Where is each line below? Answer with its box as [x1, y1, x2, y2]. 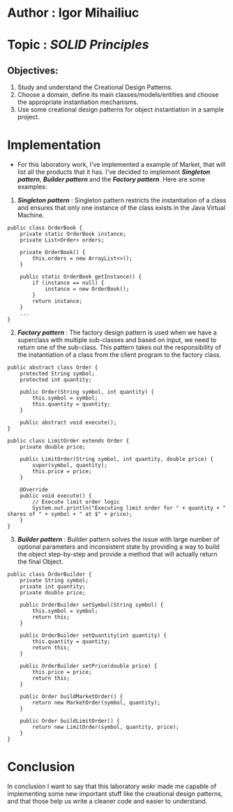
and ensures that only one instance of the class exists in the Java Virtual [17, 204, 225, 212]
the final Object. [17, 557, 64, 566]
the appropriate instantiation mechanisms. [17, 98, 139, 106]
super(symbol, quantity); [32, 462, 108, 469]
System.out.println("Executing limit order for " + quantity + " [32, 505, 227, 512]
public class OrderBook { [7, 225, 82, 232]
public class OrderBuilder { [7, 571, 92, 578]
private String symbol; [20, 577, 89, 584]
